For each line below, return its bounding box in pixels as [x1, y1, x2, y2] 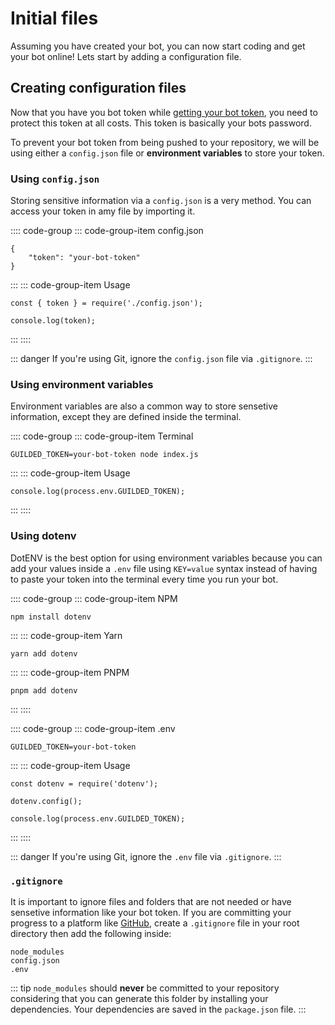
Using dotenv [10, 529, 77, 543]
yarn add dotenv [10, 648, 78, 659]
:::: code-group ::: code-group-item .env [10, 722, 176, 734]
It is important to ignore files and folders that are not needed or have [10, 895, 292, 907]
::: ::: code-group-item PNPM [10, 666, 130, 678]
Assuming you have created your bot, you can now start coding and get [10, 40, 306, 52]
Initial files [10, 7, 99, 30]
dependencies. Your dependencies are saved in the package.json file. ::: [10, 1003, 307, 1015]
